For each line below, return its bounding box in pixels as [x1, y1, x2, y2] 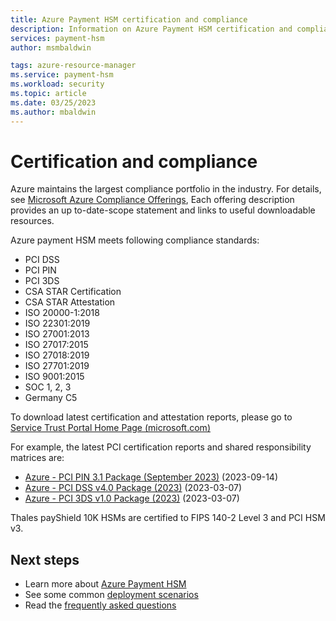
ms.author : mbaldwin [10, 107, 97, 117]
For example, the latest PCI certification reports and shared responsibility [10, 441, 312, 453]
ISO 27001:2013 [24, 328, 90, 340]
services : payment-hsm [10, 33, 105, 43]
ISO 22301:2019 [24, 317, 91, 330]
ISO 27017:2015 [24, 339, 89, 351]
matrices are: [10, 452, 65, 464]
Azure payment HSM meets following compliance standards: [10, 234, 260, 246]
